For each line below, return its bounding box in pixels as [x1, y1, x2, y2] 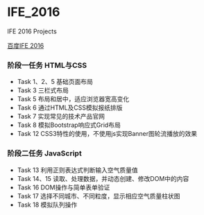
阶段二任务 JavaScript [7, 148, 82, 158]
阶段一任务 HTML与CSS [7, 60, 87, 70]
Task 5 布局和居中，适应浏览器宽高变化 [17, 95, 130, 103]
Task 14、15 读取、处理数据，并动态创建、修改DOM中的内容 [17, 174, 189, 182]
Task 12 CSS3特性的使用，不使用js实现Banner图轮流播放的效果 [17, 130, 198, 138]
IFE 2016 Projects [7, 27, 57, 35]
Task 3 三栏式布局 [17, 86, 69, 94]
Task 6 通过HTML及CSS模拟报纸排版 [17, 103, 123, 112]
